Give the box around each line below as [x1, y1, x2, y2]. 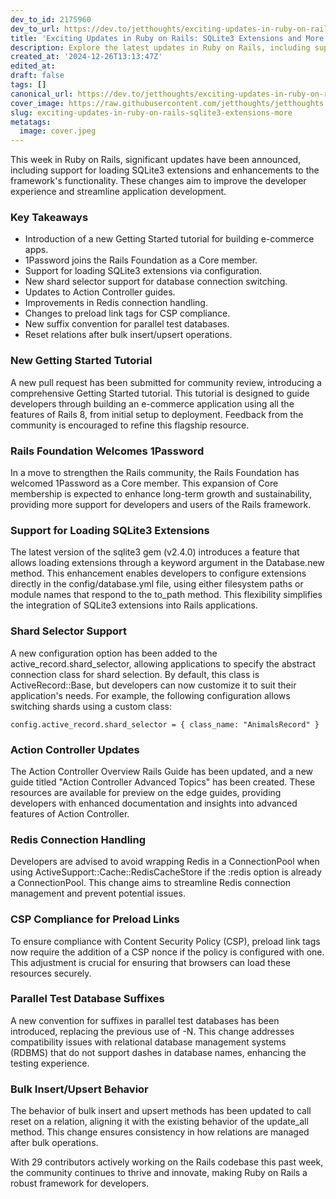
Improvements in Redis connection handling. [24, 297, 208, 309]
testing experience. [10, 1057, 90, 1069]
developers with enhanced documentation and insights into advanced [10, 797, 298, 809]
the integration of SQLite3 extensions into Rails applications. [10, 599, 258, 611]
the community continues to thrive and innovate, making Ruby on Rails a [10, 1167, 308, 1179]
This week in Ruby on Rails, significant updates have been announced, [10, 154, 302, 166]
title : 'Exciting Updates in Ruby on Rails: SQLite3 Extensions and [10, 33, 302, 43]
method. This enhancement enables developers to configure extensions [10, 567, 307, 580]
